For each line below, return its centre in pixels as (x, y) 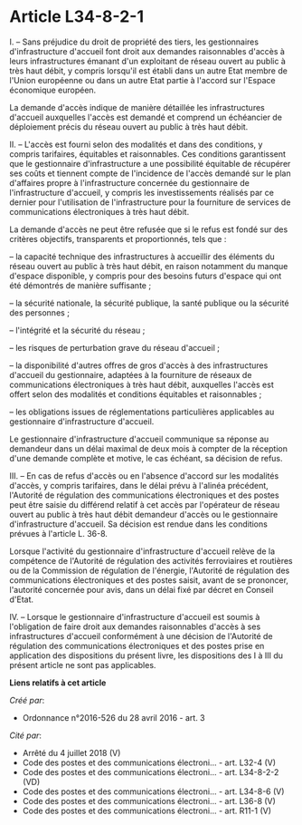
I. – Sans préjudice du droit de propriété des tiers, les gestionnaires (134, 42)
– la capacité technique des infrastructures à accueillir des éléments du (142, 257)
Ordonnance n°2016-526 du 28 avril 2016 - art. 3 (113, 717)
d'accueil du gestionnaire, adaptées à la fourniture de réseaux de (131, 374)
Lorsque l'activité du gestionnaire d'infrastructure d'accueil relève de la (142, 551)
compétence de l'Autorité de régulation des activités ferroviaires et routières (151, 560)
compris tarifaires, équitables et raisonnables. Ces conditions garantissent (148, 154)
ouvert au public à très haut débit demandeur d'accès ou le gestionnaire (144, 514)
